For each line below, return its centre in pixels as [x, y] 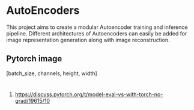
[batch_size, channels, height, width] [52, 73]
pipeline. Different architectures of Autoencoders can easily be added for [97, 33]
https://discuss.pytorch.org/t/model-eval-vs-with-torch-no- [89, 94]
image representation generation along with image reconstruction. [88, 40]
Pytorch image [34, 59]
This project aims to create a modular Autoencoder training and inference [97, 27]
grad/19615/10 [32, 100]
